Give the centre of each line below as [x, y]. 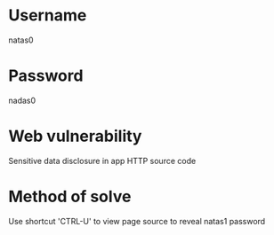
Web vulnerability [75, 136]
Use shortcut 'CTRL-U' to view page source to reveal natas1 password [137, 221]
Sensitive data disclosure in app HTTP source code [102, 161]
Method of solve [70, 197]
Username [48, 16]
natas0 [21, 40]
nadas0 [22, 100]
